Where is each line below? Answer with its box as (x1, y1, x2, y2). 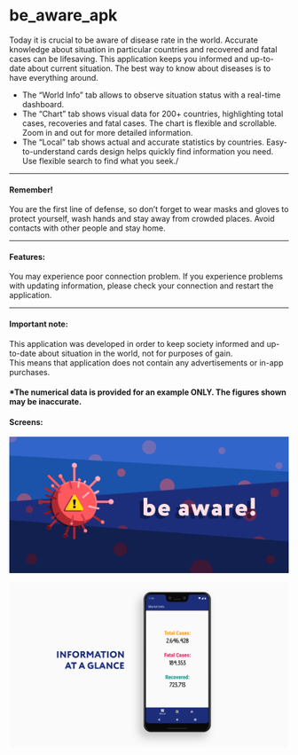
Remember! (9, 184, 53, 195)
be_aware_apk (9, 5, 118, 26)
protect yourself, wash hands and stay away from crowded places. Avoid (9, 214, 275, 224)
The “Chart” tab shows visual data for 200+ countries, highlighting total (21, 108, 284, 119)
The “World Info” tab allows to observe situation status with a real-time (21, 90, 281, 100)
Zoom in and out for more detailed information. (21, 127, 193, 138)
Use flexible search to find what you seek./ (21, 155, 179, 166)
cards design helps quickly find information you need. (76, 145, 274, 156)
